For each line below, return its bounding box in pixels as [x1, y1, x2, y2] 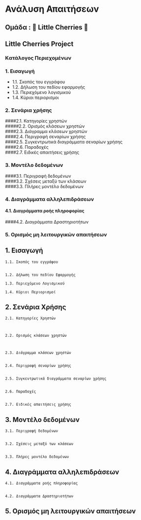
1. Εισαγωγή [5, 67, 35, 74]
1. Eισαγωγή [5, 246, 43, 255]
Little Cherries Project [5, 39, 74, 48]
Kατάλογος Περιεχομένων [5, 54, 72, 61]
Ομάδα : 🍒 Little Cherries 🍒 [5, 23, 88, 32]
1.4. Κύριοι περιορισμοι [12, 95, 59, 100]
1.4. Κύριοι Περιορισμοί [5, 290, 56, 294]
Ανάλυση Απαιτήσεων [5, 3, 99, 15]
